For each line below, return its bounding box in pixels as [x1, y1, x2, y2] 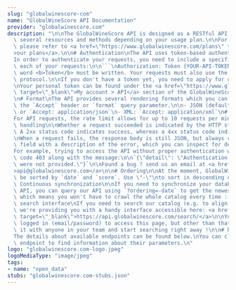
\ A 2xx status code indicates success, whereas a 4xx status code [13, 128, 216, 135]
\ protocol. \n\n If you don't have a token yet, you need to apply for [13, 75, 225, 83]
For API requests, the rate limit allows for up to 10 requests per [13, 115, 218, 122]
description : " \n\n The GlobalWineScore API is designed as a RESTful [7, 30, 216, 37]
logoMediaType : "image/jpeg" [7, 253, 93, 260]
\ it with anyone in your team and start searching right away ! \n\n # [13, 226, 225, 233]
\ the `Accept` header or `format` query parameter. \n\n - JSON [13, 102, 202, 109]
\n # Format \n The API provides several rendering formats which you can [13, 96, 228, 103]
